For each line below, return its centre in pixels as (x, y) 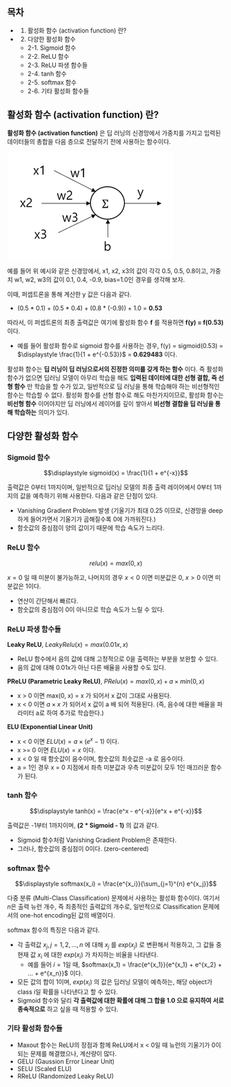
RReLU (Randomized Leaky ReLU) (66, 1076)
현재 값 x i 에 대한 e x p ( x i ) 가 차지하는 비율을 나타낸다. (88, 955)
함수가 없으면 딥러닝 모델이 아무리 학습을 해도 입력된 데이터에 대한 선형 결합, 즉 (112, 377)
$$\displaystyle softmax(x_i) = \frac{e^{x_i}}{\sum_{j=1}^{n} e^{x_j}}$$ (116, 884)
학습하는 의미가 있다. (42, 412)
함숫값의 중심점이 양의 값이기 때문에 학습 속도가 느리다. (91, 528)
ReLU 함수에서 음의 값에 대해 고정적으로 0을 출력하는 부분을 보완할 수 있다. (118, 659)
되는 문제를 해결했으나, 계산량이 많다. (67, 1053)
